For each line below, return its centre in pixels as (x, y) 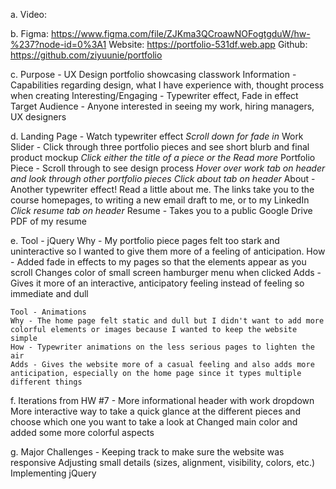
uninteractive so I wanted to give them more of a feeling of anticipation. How (168, 251)
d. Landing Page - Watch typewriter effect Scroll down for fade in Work (157, 136)
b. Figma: (29, 33)
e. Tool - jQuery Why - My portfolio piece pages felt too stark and (145, 240)
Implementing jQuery (53, 473)
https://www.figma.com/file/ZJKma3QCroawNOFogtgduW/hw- (180, 33)
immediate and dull (49, 293)
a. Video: (29, 14)
